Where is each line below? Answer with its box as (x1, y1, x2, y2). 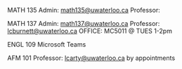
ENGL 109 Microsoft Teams (7, 40, 86, 48)
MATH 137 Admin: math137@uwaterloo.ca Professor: (7, 20, 160, 27)
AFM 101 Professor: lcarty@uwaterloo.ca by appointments (7, 54, 176, 62)
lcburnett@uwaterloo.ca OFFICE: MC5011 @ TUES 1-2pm (7, 27, 172, 35)
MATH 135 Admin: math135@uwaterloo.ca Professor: (7, 6, 160, 14)
